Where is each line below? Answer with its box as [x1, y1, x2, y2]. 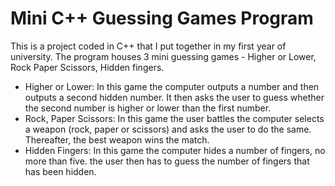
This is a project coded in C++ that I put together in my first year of [10, 40, 287, 52]
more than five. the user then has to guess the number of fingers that [24, 155, 310, 167]
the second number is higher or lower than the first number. [24, 102, 272, 114]
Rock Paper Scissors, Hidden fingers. [10, 61, 165, 73]
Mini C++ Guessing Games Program [10, 7, 314, 30]
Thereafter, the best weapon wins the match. [24, 133, 210, 146]
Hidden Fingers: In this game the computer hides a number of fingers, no [24, 144, 326, 156]
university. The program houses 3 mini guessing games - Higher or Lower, [10, 50, 317, 62]
